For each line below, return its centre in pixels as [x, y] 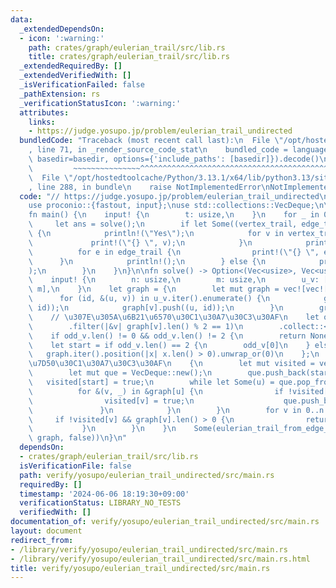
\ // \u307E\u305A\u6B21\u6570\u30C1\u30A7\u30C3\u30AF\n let [174, 317]
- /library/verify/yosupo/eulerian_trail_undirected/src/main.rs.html [160, 559]
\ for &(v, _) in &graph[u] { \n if [156, 391]
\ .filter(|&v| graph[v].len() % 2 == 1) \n [136, 326]
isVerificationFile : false [75, 466]
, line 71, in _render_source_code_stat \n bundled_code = [158, 150]
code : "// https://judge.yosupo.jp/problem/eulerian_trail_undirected [169, 196]
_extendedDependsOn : [62, 29]
